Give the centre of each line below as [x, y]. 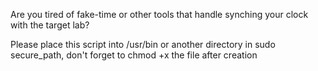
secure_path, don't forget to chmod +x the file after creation [134, 55]
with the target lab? [50, 25]
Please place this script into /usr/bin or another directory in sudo [143, 44]
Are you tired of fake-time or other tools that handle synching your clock [159, 14]
